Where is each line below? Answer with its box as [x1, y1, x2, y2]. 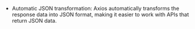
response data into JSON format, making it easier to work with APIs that [11, 11, 190, 18]
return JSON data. [11, 17, 57, 24]
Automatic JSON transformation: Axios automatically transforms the [11, 5, 179, 12]
